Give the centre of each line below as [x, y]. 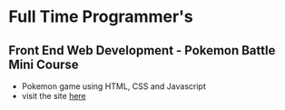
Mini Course [44, 64]
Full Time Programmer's [101, 17]
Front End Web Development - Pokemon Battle [142, 50]
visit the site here [54, 96]
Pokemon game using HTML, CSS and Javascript [113, 86]
